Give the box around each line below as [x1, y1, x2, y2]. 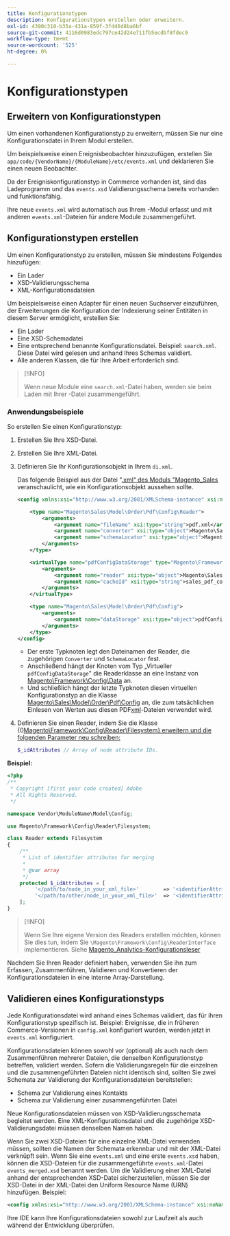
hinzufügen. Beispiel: [7, 1188, 67, 1196]
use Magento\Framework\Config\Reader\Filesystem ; [7, 823, 152, 830]
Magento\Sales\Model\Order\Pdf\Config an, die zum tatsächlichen [27, 698, 214, 706]
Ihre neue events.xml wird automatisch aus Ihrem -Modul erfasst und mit [7, 205, 212, 213]
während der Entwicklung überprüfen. [7, 1221, 114, 1229]
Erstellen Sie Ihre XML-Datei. [16, 449, 98, 457]
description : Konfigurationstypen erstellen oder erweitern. [7, 16, 186, 23]
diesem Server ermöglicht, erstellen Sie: [7, 313, 120, 322]
